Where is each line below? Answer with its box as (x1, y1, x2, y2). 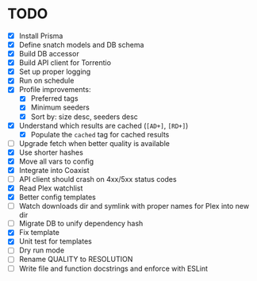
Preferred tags (30, 94, 79, 103)
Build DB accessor (18, 49, 80, 59)
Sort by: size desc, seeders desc (30, 112, 138, 121)
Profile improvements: (18, 85, 91, 94)
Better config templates (18, 192, 96, 202)
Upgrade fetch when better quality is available (18, 138, 170, 148)
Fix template (18, 228, 60, 237)
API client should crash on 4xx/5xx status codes (18, 174, 177, 183)
